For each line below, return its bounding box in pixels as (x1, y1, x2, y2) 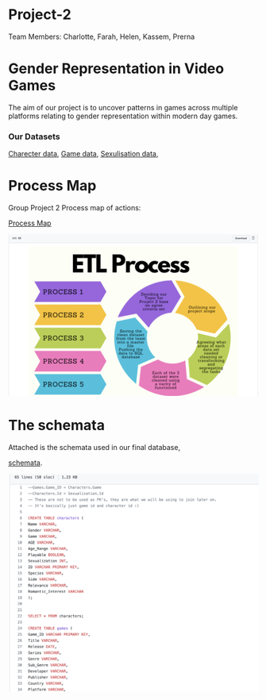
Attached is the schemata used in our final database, (8, 442, 181, 452)
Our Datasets (8, 131, 61, 142)
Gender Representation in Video (8, 60, 225, 78)
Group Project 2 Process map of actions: (8, 203, 141, 213)
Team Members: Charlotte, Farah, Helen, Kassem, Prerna (8, 32, 195, 41)
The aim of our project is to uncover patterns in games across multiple (8, 102, 238, 112)
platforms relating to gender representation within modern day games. (8, 111, 238, 121)
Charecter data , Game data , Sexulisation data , (8, 149, 159, 159)
